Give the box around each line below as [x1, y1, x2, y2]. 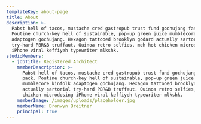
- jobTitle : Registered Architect [11, 58, 98, 64]
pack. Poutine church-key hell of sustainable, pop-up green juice [22, 75, 194, 81]
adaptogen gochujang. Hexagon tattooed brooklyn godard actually [11, 36, 178, 42]
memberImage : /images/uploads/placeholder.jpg [17, 97, 135, 103]
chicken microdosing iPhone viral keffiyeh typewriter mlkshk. [22, 92, 184, 98]
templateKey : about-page [6, 8, 68, 15]
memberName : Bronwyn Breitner [17, 103, 93, 109]
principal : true [17, 108, 58, 114]
